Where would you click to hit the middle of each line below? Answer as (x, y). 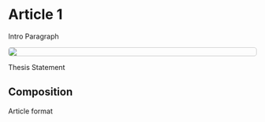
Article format (30, 111)
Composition (41, 92)
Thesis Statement (37, 67)
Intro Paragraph (34, 36)
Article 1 (35, 15)
